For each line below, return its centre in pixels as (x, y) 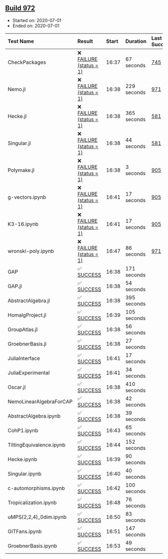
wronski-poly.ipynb (31, 251)
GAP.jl (15, 286)
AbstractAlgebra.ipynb (34, 416)
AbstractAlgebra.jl (29, 301)
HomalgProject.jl (27, 315)
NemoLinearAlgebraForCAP (40, 401)
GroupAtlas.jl (23, 329)
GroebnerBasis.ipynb (32, 545)
